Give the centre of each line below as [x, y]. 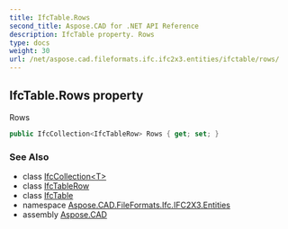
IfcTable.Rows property [76, 96]
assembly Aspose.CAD [65, 214]
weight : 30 [30, 51]
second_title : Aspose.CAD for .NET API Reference [104, 26]
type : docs [30, 43]
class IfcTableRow [56, 186]
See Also [29, 156]
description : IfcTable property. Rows [82, 34]
